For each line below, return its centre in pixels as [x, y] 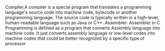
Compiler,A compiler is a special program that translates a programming [78, 7]
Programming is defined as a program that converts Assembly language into [83, 28]
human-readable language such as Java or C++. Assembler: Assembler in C [82, 23]
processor [16, 43]
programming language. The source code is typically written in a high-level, [82, 17]
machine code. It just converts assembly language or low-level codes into [80, 33]
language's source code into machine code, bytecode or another [71, 12]
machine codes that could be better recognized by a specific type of [75, 38]
